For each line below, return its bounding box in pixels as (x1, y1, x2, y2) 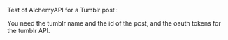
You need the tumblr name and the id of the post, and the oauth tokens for (7, 19, 222, 27)
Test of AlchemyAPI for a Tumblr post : (7, 6, 119, 14)
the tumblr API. (7, 27, 50, 34)
